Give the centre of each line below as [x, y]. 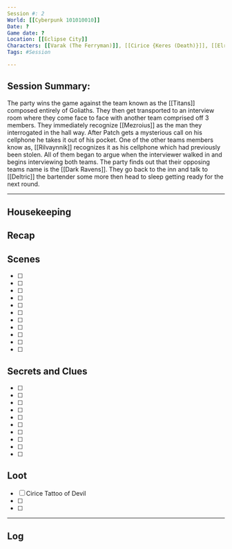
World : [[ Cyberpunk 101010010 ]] [54, 20]
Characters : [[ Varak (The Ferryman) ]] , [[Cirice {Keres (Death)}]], [108, 46]
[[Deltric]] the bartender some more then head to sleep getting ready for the [115, 177]
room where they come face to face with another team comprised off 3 [108, 118]
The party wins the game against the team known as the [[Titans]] [101, 103]
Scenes [23, 259]
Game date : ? [26, 33]
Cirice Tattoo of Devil [56, 493]
